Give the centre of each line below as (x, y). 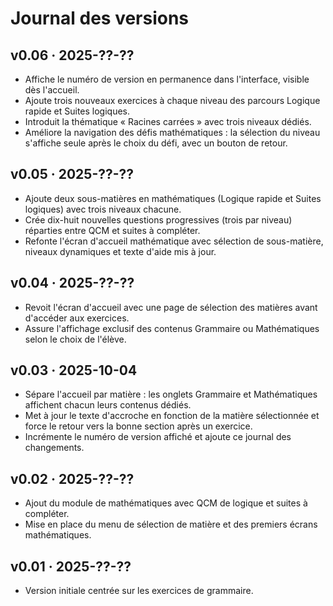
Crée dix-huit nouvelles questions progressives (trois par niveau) (158, 219)
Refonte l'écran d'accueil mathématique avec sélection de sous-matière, (174, 241)
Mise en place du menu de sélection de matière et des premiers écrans (171, 524)
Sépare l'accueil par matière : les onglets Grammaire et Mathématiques (171, 394)
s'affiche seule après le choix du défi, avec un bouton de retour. (156, 143)
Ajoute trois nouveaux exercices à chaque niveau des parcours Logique (172, 100)
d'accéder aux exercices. (77, 318)
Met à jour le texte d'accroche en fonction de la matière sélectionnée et (172, 416)
